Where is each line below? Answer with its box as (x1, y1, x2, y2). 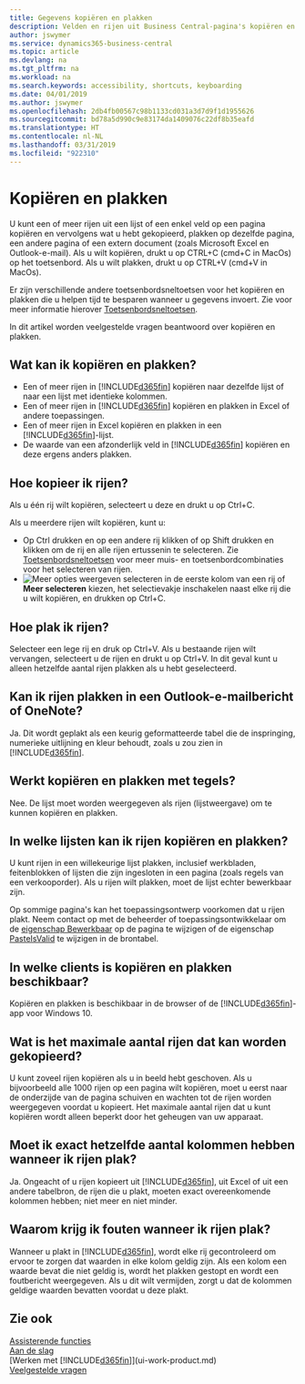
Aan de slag (9, 1345, 55, 1356)
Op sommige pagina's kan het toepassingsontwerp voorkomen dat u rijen (9, 904, 285, 915)
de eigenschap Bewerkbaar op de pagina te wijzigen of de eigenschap (9, 923, 275, 934)
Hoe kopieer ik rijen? (9, 475, 129, 491)
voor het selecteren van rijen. (22, 564, 133, 575)
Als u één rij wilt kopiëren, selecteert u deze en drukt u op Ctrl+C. (9, 500, 255, 511)
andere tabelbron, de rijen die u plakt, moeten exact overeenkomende (9, 1186, 271, 1196)
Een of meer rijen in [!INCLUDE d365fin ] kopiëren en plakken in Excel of (22, 401, 290, 412)
